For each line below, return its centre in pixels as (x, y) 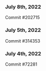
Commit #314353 (23, 41)
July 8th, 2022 (23, 7)
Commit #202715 (23, 18)
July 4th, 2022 (23, 53)
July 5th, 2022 (23, 30)
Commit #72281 (21, 64)
